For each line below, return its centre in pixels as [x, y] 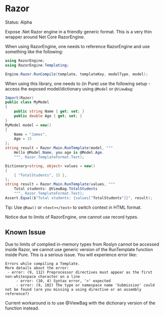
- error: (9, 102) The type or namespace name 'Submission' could [85, 285]
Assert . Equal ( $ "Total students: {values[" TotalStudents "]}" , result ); [79, 198]
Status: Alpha [19, 22]
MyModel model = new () [28, 125]
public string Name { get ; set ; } [49, 112]
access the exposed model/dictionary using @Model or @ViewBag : [69, 88]
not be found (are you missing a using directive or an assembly [73, 289]
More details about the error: [37, 268]
